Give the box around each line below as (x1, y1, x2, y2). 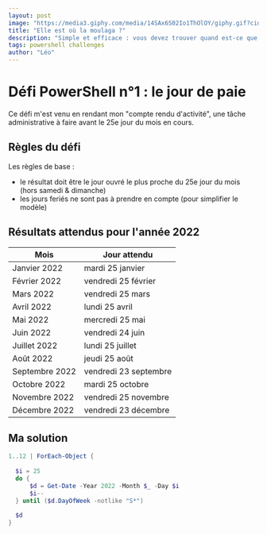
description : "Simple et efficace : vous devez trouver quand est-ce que (8, 33, 258, 42)
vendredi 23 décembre (83, 404, 170, 416)
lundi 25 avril (83, 301, 133, 312)
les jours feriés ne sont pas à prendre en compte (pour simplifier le (19, 194, 238, 203)
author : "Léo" (8, 48, 56, 56)
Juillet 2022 (12, 339, 58, 350)
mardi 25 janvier (83, 262, 145, 273)
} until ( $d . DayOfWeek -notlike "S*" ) (15, 497, 145, 505)
